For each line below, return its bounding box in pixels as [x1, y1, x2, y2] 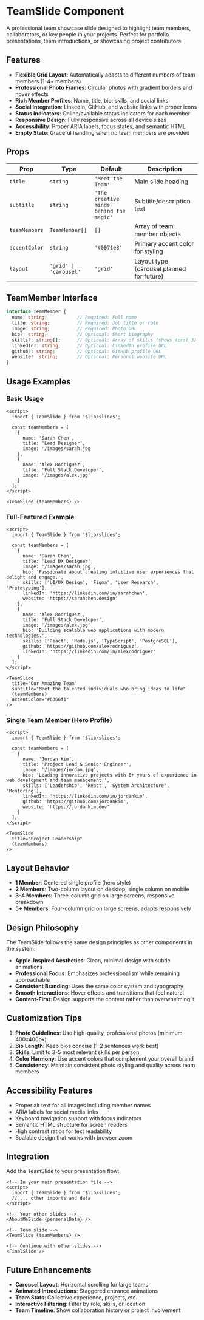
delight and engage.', [6, 574, 64, 580]
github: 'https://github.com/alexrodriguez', [22, 644, 140, 650]
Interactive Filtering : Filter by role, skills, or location [15, 1301, 146, 1308]
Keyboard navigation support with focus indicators [15, 1114, 141, 1121]
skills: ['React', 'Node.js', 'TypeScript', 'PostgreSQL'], [22, 638, 178, 644]
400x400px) [15, 1035, 47, 1043]
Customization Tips [6, 1013, 82, 1024]
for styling [134, 247, 163, 256]
